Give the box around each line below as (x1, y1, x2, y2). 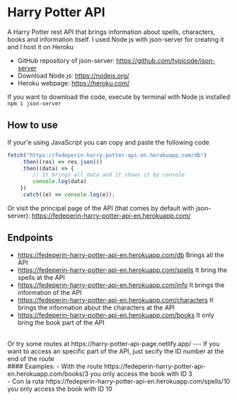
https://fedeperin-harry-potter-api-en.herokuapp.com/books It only (17, 310, 214, 319)
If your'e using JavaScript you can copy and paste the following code (7, 138, 210, 146)
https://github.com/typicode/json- (115, 56, 216, 64)
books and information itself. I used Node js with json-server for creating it (7, 35, 224, 43)
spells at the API (17, 273, 65, 281)
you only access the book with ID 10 (7, 384, 112, 393)
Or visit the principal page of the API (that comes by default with (7, 204, 195, 212)
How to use (7, 119, 58, 131)
